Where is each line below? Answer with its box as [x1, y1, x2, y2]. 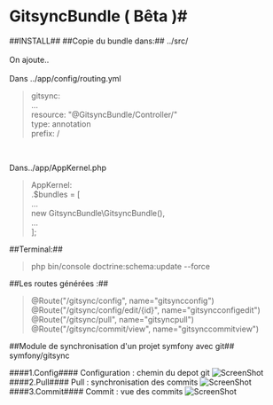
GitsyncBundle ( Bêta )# [9, 6, 188, 27]
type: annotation [30, 118, 91, 129]
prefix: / [30, 128, 60, 138]
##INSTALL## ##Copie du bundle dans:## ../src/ [9, 35, 189, 46]
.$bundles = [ [30, 189, 81, 199]
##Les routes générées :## [9, 277, 109, 289]
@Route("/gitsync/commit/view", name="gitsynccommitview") [30, 323, 260, 334]
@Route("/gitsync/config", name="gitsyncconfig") [30, 295, 214, 306]
